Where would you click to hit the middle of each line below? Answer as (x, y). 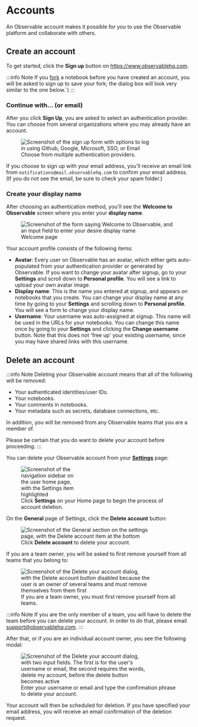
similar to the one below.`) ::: (40, 90)
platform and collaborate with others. (51, 33)
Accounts (30, 10)
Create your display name (44, 194)
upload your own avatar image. (52, 285)
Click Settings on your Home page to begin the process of (92, 501)
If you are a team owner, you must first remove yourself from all (98, 597)
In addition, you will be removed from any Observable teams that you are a (97, 423)
